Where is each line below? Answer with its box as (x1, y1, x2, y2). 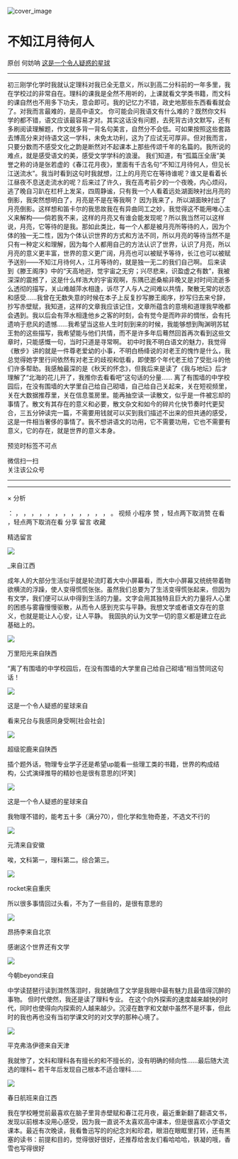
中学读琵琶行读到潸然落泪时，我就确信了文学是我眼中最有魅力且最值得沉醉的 (7, 986, 231, 994)
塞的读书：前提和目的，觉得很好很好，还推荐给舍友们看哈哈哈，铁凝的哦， (7, 1135, 225, 1143)
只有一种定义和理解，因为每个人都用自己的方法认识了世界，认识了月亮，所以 (7, 240, 231, 248)
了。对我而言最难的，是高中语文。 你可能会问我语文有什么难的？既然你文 (7, 106, 220, 115)
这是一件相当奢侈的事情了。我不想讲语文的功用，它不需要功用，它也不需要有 (7, 417, 231, 426)
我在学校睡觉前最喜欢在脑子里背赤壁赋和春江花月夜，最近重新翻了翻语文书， (7, 1108, 231, 1117)
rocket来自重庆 (7, 884, 51, 892)
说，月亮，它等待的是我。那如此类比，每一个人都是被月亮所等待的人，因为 (7, 222, 225, 231)
